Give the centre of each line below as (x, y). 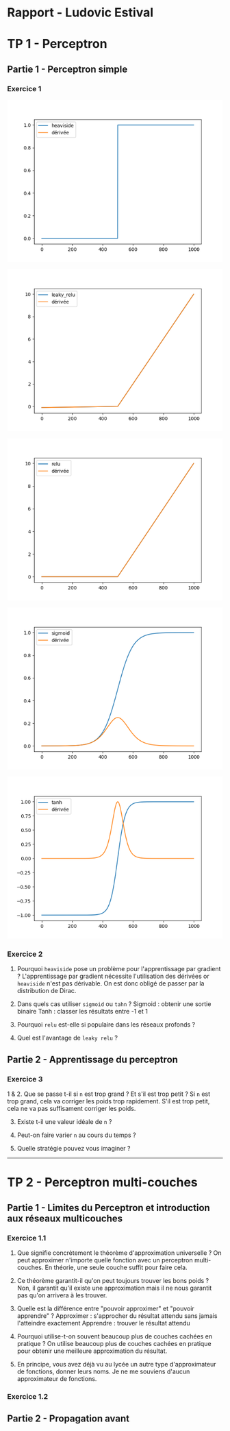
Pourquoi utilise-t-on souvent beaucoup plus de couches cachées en (115, 1336)
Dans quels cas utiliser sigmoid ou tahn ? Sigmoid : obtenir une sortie (114, 1004)
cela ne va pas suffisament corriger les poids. (72, 1109)
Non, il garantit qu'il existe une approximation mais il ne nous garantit (114, 1288)
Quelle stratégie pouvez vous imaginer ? (74, 1149)
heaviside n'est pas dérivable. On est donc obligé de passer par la (111, 983)
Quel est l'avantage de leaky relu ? (67, 1038)
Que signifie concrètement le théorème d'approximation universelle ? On (119, 1253)
